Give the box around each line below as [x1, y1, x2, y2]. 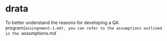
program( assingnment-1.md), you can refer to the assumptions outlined [5, 24, 162, 30]
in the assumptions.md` [5, 30, 58, 36]
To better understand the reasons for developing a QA [5, 19, 119, 25]
